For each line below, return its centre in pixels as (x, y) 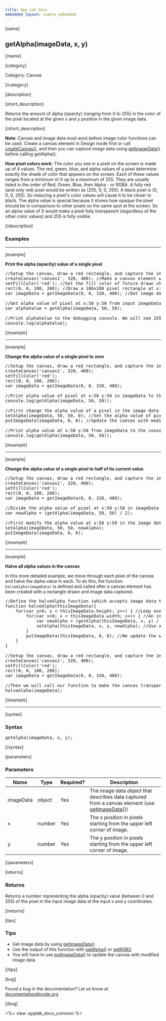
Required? (72, 782)
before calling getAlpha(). (31, 154)
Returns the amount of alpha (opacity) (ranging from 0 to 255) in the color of (83, 114)
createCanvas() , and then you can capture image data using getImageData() (83, 149)
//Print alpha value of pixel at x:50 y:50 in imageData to (80, 396)
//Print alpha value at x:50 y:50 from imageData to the (76, 430)
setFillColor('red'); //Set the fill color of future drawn (80, 283)
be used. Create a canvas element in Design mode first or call (68, 143)
